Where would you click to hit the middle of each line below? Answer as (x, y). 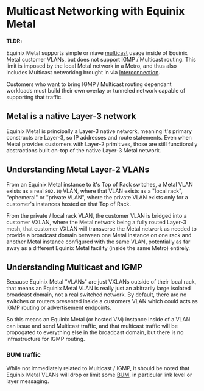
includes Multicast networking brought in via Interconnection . (83, 72)
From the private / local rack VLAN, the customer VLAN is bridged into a (97, 215)
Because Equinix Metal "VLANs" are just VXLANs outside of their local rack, (101, 282)
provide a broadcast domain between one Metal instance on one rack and (99, 235)
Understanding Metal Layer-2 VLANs (78, 170)
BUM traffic (24, 355)
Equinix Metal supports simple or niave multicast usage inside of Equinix (97, 52)
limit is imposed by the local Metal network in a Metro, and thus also (92, 66)
